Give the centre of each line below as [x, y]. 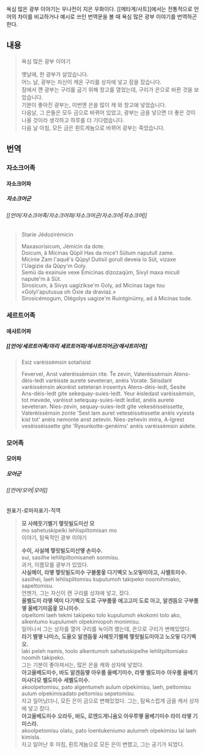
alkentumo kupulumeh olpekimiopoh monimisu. [81, 621]
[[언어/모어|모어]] [27, 490]
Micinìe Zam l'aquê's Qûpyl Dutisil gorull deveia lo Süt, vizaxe [99, 259]
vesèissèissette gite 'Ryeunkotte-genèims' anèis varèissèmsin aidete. [109, 426]
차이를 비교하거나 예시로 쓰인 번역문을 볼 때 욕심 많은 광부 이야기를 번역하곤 [107, 17]
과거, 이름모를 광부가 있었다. [55, 564]
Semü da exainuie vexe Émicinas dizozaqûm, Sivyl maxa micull [100, 272]
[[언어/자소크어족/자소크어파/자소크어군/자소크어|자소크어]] [77, 215]
